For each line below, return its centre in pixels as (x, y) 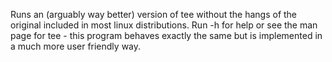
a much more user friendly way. (76, 46)
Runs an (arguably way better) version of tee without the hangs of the (154, 14)
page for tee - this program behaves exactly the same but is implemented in (166, 35)
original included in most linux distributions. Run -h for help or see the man (164, 25)
